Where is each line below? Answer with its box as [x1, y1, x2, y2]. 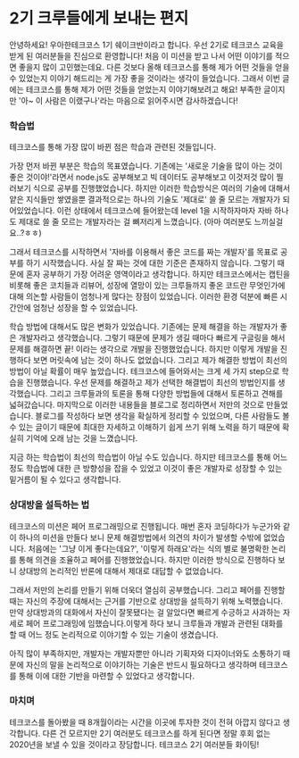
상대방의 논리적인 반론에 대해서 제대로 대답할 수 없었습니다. [18, 565, 224, 576]
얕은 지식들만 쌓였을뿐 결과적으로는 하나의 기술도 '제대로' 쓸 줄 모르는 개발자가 [9, 194, 281, 205]
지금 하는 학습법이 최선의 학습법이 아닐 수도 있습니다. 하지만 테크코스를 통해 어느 [9, 452, 288, 462]
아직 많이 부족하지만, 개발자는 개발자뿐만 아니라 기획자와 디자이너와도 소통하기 [9, 648, 281, 659]
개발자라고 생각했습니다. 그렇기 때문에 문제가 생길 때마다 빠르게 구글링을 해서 [18, 332, 286, 344]
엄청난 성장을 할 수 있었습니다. [32, 303, 138, 313]
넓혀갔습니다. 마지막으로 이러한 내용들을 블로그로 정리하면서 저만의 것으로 [9, 399, 265, 411]
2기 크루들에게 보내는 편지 [9, 8, 189, 29]
